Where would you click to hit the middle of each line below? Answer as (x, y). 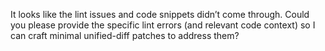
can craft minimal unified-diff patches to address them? (125, 35)
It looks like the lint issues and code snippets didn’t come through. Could (160, 14)
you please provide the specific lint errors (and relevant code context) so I (163, 25)
